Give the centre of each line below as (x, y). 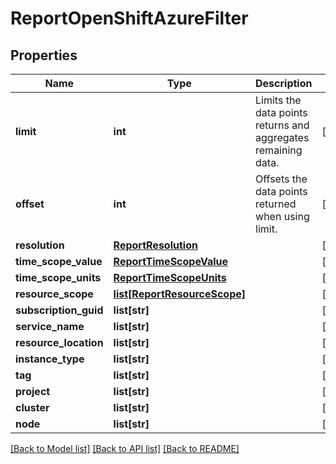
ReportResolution (155, 245)
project (33, 391)
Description (284, 83)
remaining (279, 150)
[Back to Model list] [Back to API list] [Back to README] (125, 448)
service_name (50, 326)
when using (282, 216)
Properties (44, 55)
